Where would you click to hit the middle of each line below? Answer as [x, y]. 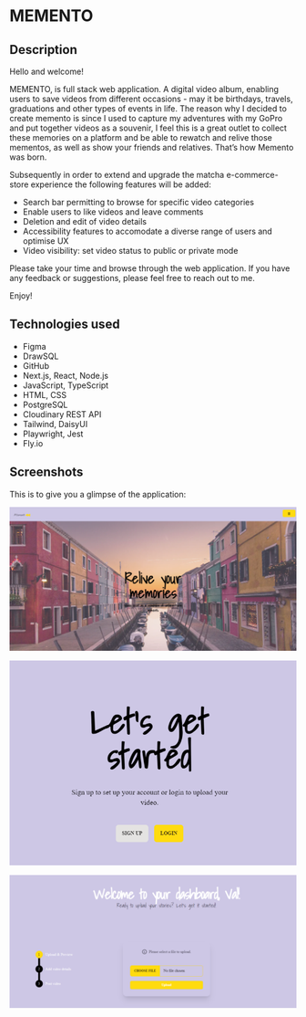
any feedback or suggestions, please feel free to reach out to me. [132, 278]
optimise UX [46, 241]
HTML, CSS [44, 394]
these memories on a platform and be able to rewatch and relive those [141, 137]
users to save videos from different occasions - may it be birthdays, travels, [151, 99]
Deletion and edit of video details [85, 221]
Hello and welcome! [46, 71]
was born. [28, 157]
